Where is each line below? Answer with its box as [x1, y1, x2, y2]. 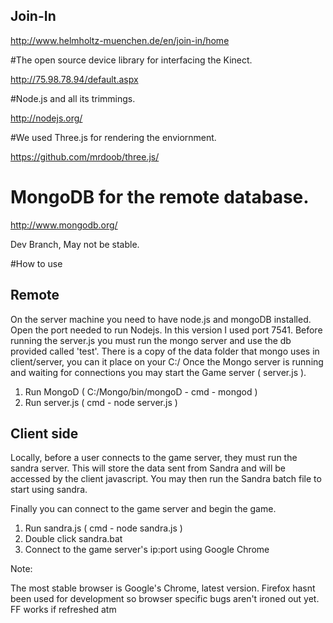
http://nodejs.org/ [10, 112, 83, 124]
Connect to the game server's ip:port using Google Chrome [24, 544, 270, 556]
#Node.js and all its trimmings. [10, 92, 136, 104]
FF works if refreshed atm [10, 604, 117, 616]
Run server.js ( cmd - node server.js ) [24, 396, 178, 408]
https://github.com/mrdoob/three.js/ [10, 150, 160, 163]
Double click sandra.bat [24, 533, 123, 545]
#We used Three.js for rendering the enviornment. [10, 131, 217, 143]
